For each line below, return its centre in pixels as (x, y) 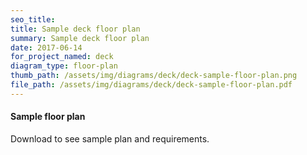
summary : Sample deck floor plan (80, 38)
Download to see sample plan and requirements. (110, 138)
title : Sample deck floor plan (75, 29)
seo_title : (33, 19)
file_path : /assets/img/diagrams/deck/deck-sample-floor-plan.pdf (151, 85)
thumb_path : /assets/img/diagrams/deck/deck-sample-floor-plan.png (154, 76)
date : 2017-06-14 (46, 47)
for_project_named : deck (62, 57)
